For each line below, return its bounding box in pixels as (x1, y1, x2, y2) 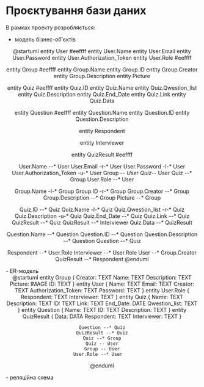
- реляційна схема (5, 374, 54, 381)
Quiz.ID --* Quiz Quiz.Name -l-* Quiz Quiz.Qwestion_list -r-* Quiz (20, 206, 184, 213)
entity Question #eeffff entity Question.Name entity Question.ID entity (14, 109, 190, 116)
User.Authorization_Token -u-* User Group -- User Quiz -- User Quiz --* (12, 169, 192, 176)
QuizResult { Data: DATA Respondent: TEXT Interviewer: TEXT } (22, 313, 182, 320)
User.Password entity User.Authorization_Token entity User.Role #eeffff (12, 54, 192, 61)
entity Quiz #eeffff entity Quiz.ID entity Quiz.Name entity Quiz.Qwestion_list (7, 84, 197, 92)
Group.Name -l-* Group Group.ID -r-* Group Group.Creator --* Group (14, 187, 190, 195)
